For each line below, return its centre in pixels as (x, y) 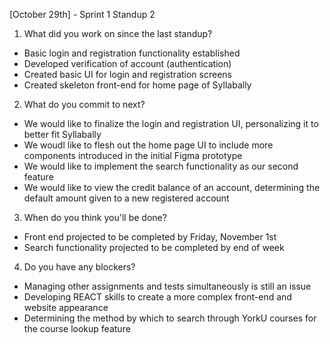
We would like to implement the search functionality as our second (161, 166)
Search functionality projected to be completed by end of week (154, 247)
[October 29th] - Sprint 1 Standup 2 (82, 14)
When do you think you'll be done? (95, 217)
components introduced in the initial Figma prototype (133, 155)
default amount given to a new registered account (126, 198)
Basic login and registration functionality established (132, 53)
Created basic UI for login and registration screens (127, 74)
